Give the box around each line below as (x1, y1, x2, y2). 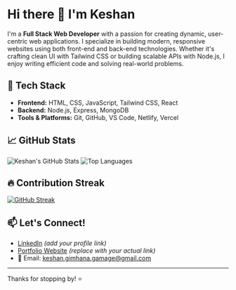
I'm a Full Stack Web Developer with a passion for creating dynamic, (7, 29, 207, 38)
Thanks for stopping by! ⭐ (7, 275, 83, 283)
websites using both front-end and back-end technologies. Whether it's (7, 44, 215, 53)
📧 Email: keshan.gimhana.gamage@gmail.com (17, 254, 152, 263)
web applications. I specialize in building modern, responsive (29, 37, 206, 45)
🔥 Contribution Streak (7, 177, 105, 189)
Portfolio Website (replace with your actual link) (17, 246, 156, 255)
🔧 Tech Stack (7, 80, 66, 92)
